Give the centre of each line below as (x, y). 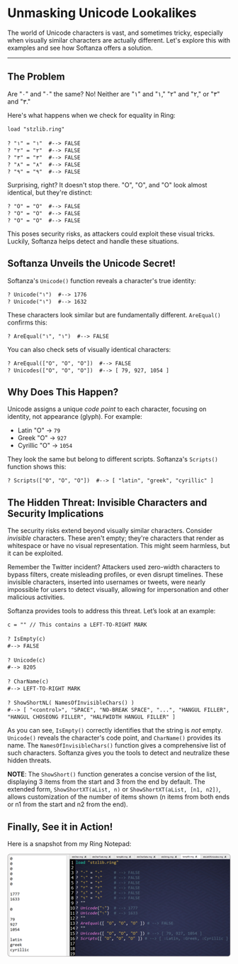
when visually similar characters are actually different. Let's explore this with (119, 40)
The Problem (36, 77)
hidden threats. (29, 760)
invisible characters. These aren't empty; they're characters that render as (116, 538)
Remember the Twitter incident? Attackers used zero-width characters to (114, 567)
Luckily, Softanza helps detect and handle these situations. (93, 241)
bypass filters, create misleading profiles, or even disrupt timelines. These (115, 575)
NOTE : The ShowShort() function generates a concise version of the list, (112, 774)
